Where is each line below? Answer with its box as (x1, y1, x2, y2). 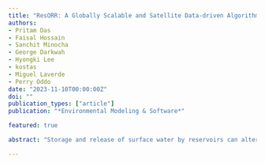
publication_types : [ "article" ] (8, 100, 114, 108)
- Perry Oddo (8, 78, 51, 85)
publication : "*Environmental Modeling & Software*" (8, 108, 185, 116)
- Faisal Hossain (8, 33, 65, 42)
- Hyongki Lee (8, 56, 55, 64)
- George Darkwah (8, 48, 65, 56)
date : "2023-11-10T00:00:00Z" (8, 85, 108, 93)
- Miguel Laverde (8, 70, 65, 78)
